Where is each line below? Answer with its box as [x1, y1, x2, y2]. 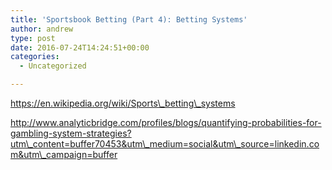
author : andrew [10, 24, 74, 34]
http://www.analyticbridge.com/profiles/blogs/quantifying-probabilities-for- [10, 117, 322, 128]
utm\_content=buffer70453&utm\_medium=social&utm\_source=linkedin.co [10, 138, 320, 150]
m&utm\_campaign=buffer [10, 149, 118, 160]
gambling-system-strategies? [10, 127, 132, 139]
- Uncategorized [19, 61, 87, 71]
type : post [10, 33, 56, 43]
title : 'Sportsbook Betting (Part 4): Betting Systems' [10, 14, 248, 25]
